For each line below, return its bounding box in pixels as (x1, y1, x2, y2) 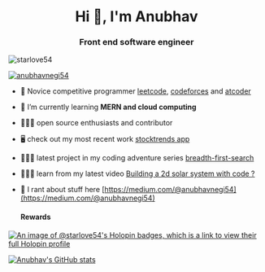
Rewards (20, 212, 51, 222)
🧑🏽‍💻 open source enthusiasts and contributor (20, 118, 173, 128)
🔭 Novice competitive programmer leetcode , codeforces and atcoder (20, 86, 252, 96)
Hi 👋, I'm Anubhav (75, 7, 198, 26)
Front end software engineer (79, 37, 194, 48)
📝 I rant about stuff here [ (20, 185, 105, 195)
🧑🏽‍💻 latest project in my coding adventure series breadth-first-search (20, 153, 254, 163)
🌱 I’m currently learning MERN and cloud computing (20, 102, 197, 112)
